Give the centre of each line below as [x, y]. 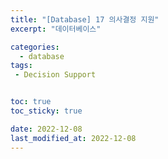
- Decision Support [55, 75]
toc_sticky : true [46, 111]
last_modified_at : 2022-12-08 [73, 138]
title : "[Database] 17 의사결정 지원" [85, 19]
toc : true [31, 102]
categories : [35, 47]
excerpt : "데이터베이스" [56, 29]
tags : [21, 66]
